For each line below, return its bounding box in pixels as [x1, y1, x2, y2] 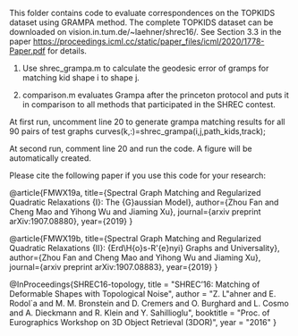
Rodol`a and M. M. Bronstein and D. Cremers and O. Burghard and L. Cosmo [9, 298, 289, 308]
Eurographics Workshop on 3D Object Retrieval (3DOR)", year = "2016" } [9, 317, 277, 327]
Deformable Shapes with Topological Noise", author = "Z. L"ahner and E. [9, 289, 277, 298]
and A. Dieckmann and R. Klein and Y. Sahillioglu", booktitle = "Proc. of [9, 307, 270, 318]
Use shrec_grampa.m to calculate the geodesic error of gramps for [21, 63, 269, 73]
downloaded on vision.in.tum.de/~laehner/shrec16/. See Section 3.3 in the [9, 27, 282, 37]
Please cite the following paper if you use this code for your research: [9, 170, 267, 181]
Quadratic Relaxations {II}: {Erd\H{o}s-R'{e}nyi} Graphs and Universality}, [9, 243, 280, 253]
